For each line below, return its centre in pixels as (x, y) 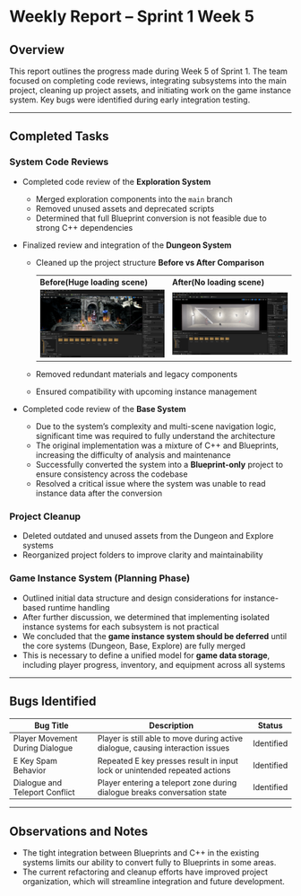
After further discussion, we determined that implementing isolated (146, 617)
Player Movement (45, 739)
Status (271, 725)
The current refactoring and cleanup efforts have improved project (145, 872)
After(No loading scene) (218, 282)
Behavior (30, 770)
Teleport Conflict (44, 792)
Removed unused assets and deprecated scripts (125, 208)
